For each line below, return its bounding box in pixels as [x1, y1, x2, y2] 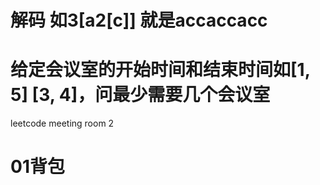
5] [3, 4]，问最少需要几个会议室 [10, 84, 271, 106]
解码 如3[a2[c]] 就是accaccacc [10, 9, 268, 32]
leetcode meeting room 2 [10, 117, 115, 130]
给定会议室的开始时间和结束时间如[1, [10, 59, 311, 81]
